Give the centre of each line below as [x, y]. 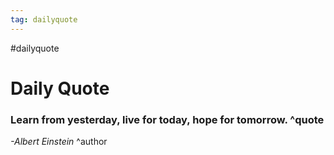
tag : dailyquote [44, 19]
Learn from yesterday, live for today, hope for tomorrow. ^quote [167, 119]
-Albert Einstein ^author [59, 142]
